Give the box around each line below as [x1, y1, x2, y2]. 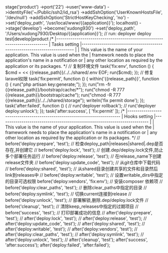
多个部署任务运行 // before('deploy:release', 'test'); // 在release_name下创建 [5, 153, 161, 159]
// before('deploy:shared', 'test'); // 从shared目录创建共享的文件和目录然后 [5, 166, 158, 172]
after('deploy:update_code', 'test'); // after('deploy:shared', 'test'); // [5, 221, 145, 226]
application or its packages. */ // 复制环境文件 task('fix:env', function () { [5, 63, 154, 69]
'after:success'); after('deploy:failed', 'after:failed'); [5, 242, 110, 248]
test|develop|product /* [5, 36, 54, 42]
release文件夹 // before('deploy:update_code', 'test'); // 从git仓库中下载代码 [5, 160, 160, 165]
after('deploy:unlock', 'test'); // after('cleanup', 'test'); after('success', [5, 237, 148, 242]
